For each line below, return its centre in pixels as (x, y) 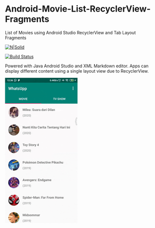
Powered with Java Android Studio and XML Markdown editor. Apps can (77, 66)
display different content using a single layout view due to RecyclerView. (77, 71)
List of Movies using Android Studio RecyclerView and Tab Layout (70, 32)
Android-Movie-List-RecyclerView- (78, 9)
